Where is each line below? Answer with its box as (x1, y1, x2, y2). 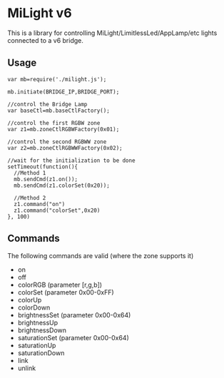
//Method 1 (14, 169, 46, 176)
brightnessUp (17, 318, 58, 327)
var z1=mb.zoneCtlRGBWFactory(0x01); (7, 126, 120, 133)
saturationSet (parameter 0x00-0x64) (17, 333, 130, 342)
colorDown (17, 303, 51, 312)
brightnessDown (17, 326, 66, 334)
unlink (17, 364, 36, 372)
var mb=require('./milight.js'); (7, 76, 107, 83)
